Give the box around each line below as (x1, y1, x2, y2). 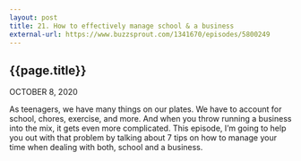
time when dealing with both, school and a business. (9, 142, 203, 153)
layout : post (9, 13, 58, 22)
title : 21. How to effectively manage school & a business (9, 21, 235, 30)
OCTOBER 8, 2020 (9, 87, 78, 97)
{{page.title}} (9, 63, 87, 78)
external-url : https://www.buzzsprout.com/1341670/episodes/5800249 (9, 30, 271, 38)
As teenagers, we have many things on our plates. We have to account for (9, 104, 282, 114)
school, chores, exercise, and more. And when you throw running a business (9, 114, 292, 124)
